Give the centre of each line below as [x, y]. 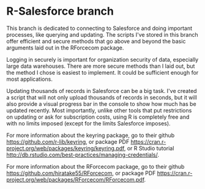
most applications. [30, 79]
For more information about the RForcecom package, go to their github [95, 166]
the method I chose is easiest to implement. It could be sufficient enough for [102, 72]
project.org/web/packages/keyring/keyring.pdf [65, 148]
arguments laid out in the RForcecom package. [65, 48]
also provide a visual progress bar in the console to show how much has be [102, 104]
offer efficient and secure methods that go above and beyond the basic [96, 41]
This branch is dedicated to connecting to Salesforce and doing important [99, 28]
